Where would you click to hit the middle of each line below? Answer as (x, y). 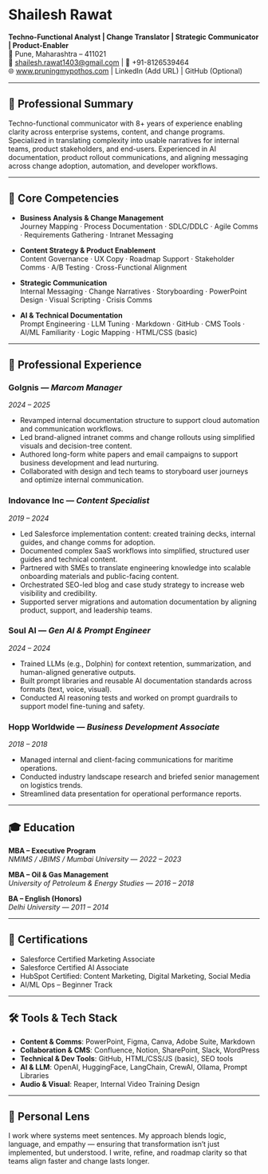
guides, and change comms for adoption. (87, 542)
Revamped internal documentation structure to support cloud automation (140, 421)
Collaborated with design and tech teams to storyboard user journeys (134, 471)
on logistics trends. (51, 785)
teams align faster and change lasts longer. (79, 1161)
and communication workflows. (71, 429)
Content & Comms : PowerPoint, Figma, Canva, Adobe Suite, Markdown (137, 1041)
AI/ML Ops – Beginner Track (66, 984)
